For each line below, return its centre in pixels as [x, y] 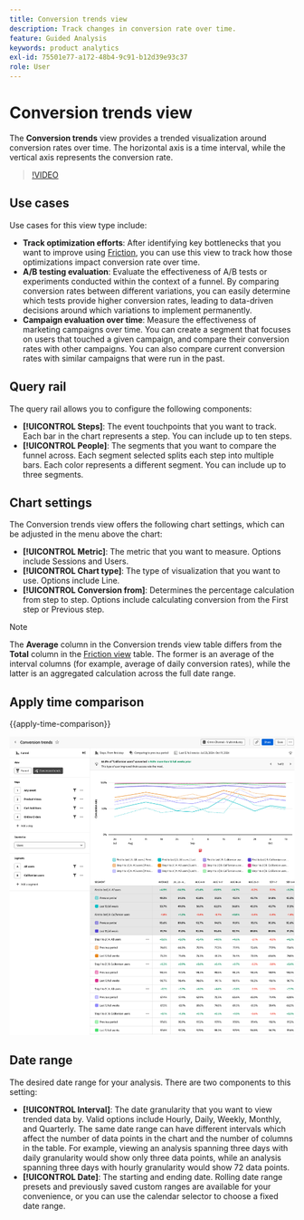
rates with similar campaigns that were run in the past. [123, 358]
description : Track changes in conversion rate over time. [123, 29]
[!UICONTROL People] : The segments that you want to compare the [149, 445]
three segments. [53, 474]
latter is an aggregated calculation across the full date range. [123, 673]
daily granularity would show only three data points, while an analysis [152, 1157]
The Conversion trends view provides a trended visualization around [138, 138]
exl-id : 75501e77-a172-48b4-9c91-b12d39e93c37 [99, 58]
